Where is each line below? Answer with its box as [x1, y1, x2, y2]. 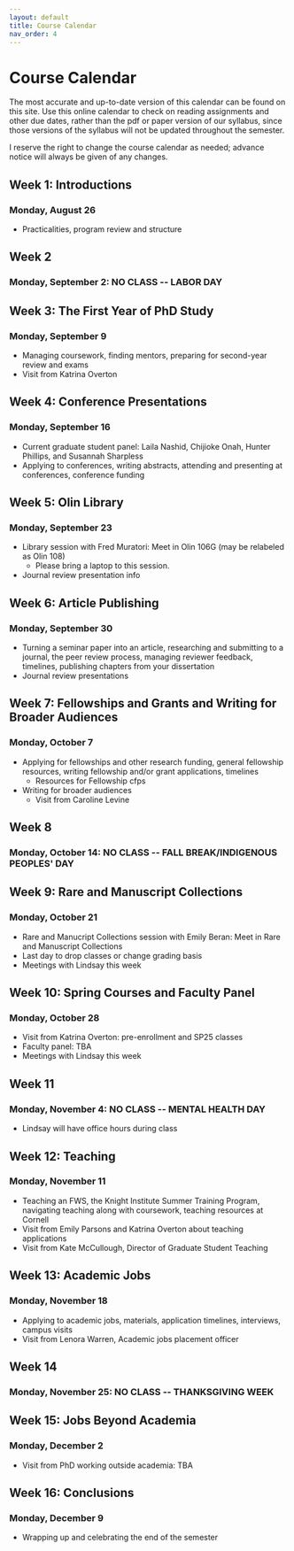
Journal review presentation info [21, 570, 141, 581]
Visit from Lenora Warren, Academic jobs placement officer [21, 1333, 239, 1344]
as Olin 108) [21, 551, 66, 562]
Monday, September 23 [9, 521, 112, 534]
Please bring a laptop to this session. [35, 560, 170, 571]
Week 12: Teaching [9, 1148, 116, 1164]
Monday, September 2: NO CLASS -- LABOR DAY [9, 276, 223, 289]
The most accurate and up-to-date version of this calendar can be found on [9, 96, 286, 107]
